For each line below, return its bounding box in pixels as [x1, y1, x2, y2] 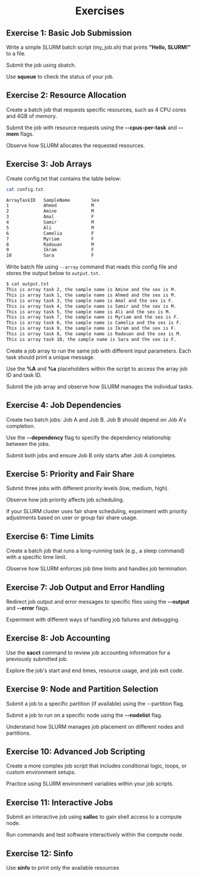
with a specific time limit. [6, 554, 67, 561]
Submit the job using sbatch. [6, 61, 76, 68]
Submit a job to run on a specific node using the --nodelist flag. [6, 711, 163, 719]
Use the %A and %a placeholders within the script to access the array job [6, 365, 188, 372]
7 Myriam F [6, 236, 94, 242]
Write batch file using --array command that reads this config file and [6, 263, 177, 270]
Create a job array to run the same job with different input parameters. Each [6, 347, 191, 354]
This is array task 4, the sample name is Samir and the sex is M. [6, 303, 177, 309]
